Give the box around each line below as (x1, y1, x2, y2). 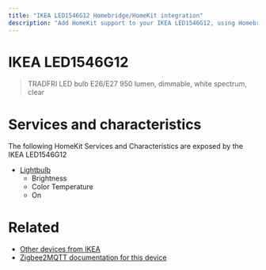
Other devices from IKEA (19, 245, 101, 254)
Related (8, 219, 59, 236)
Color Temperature (31, 182, 93, 192)
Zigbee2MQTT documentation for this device (19, 253, 167, 262)
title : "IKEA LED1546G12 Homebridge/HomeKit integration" (8, 11, 203, 20)
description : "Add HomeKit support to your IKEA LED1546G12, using (8, 19, 236, 27)
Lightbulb (19, 165, 51, 175)
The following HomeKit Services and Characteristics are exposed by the (8, 142, 244, 151)
